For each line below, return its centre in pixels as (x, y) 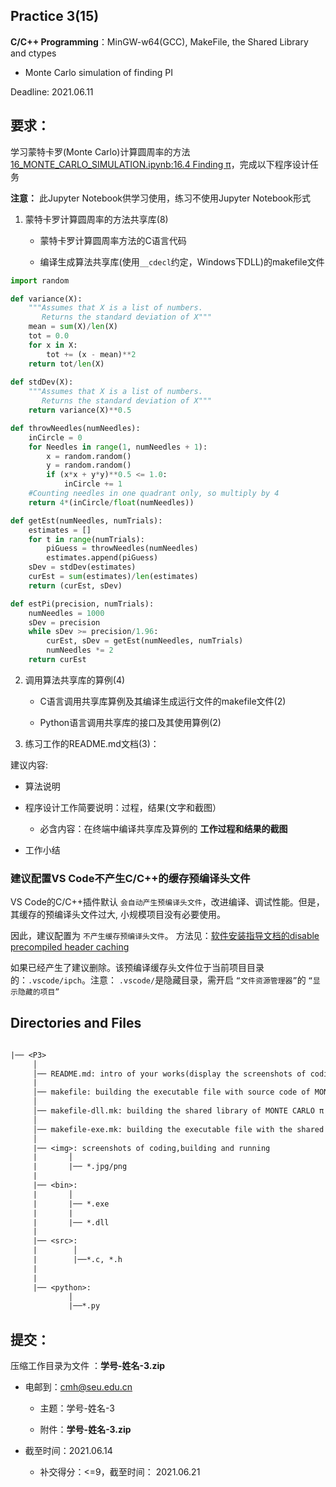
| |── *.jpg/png (80, 1167)
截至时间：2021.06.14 (68, 1451)
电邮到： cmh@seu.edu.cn (78, 1387)
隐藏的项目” (38, 992)
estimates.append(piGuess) (102, 558)
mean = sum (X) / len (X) (73, 327)
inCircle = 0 (55, 437)
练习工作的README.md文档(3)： (92, 743)
